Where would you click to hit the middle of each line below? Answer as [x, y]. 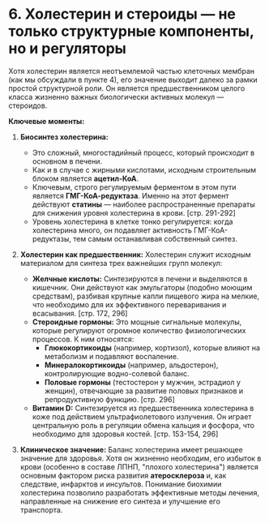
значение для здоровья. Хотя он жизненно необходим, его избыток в [141, 458]
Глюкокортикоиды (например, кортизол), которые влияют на [152, 347]
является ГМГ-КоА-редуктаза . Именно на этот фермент [130, 195]
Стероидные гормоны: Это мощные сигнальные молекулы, [137, 322]
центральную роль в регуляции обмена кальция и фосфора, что [143, 425]
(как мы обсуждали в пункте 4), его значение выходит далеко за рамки [133, 79]
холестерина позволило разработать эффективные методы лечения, [139, 492]
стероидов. [28, 105]
